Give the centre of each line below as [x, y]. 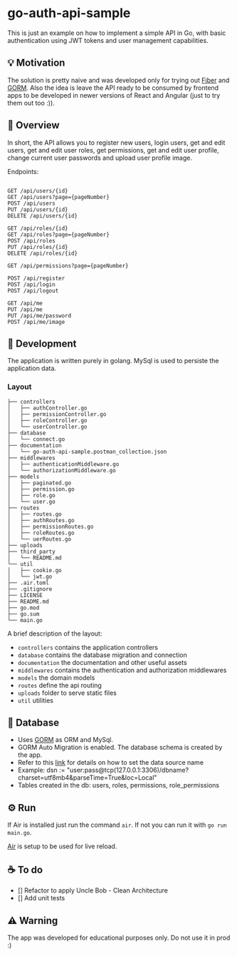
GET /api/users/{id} [38, 190]
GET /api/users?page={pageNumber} [59, 197]
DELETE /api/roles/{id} [43, 253]
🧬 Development [42, 344]
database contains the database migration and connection [102, 655]
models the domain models [56, 677]
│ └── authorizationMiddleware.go [62, 470]
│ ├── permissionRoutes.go [51, 527]
